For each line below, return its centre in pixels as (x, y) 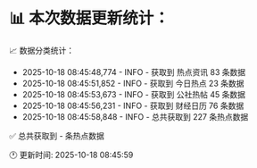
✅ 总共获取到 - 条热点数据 (57, 136)
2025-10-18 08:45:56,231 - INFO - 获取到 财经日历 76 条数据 (133, 105)
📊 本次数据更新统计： (89, 18)
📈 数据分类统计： (41, 50)
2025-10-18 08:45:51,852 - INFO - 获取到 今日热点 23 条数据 (133, 83)
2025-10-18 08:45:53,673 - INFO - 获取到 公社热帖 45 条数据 (134, 94)
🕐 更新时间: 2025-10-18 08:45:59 (71, 155)
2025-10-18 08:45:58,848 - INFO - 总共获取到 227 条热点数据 (135, 116)
